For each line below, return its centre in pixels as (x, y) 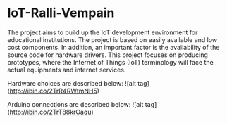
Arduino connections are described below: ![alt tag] (82, 104)
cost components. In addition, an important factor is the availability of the (114, 47)
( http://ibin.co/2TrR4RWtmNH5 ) (54, 91)
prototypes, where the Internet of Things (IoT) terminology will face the (110, 62)
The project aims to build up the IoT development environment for (103, 32)
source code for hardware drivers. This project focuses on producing (108, 55)
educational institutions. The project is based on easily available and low (112, 39)
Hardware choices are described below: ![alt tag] (79, 83)
